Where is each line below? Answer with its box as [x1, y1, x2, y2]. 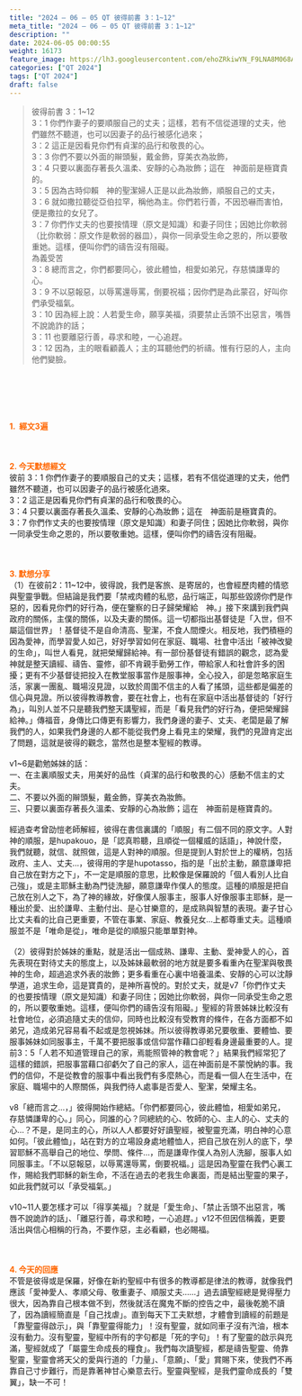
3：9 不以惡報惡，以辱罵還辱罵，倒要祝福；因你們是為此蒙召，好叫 [31, 286, 280, 297]
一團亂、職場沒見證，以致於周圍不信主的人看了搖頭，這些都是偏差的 [40, 681, 293, 692]
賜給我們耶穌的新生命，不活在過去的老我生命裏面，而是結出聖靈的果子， [24, 1169, 293, 1180]
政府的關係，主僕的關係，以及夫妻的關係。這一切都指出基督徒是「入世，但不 [9, 613, 293, 624]
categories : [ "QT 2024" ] [9, 64, 102, 73]
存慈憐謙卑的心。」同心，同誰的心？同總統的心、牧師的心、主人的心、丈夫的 [9, 1113, 289, 1124]
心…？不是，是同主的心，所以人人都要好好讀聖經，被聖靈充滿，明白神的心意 [9, 1124, 292, 1135]
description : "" [9, 30, 70, 39]
